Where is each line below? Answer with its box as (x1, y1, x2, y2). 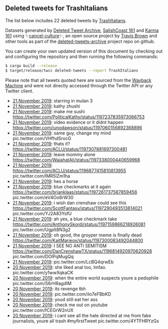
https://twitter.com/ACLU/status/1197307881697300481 (12, 146, 127, 152)
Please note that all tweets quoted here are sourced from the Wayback (5, 77, 152, 83)
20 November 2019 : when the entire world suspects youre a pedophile (12, 275, 159, 281)
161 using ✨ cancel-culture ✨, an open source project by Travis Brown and (5, 32, 157, 38)
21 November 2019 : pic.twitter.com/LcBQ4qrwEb (12, 259, 114, 265)
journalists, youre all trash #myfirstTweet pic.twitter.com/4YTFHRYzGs (12, 318, 159, 324)
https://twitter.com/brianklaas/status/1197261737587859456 (12, 189, 137, 195)
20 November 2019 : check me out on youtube (12, 302, 108, 308)
